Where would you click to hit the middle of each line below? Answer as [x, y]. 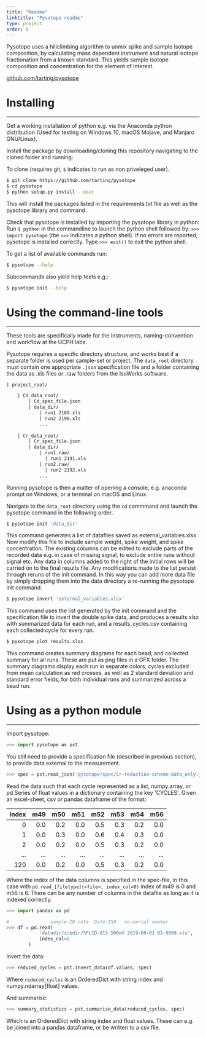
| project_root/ [27, 385]
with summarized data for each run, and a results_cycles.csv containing [97, 624]
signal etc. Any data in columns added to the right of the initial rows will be [100, 562]
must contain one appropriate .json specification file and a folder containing [103, 367]
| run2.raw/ [54, 464]
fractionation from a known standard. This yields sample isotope [88, 60]
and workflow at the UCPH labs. [47, 342]
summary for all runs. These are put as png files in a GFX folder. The [93, 660]
